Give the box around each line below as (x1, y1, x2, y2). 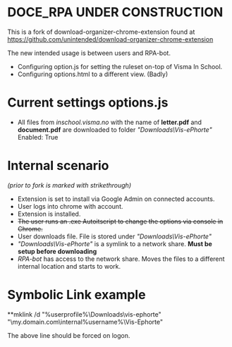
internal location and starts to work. (17, 262, 121, 270)
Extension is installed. (17, 209, 81, 218)
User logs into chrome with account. (17, 202, 123, 210)
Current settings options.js (7, 95, 169, 111)
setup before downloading (17, 247, 97, 255)
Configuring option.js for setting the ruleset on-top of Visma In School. (17, 62, 223, 71)
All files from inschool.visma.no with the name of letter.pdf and (17, 118, 202, 126)
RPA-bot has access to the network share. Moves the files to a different (17, 255, 225, 263)
